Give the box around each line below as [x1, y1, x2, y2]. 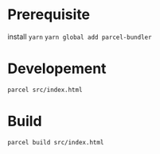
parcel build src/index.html [7, 138, 104, 146]
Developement [7, 60, 107, 78]
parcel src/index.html [7, 86, 83, 94]
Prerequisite [7, 6, 91, 24]
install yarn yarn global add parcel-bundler [7, 32, 152, 41]
